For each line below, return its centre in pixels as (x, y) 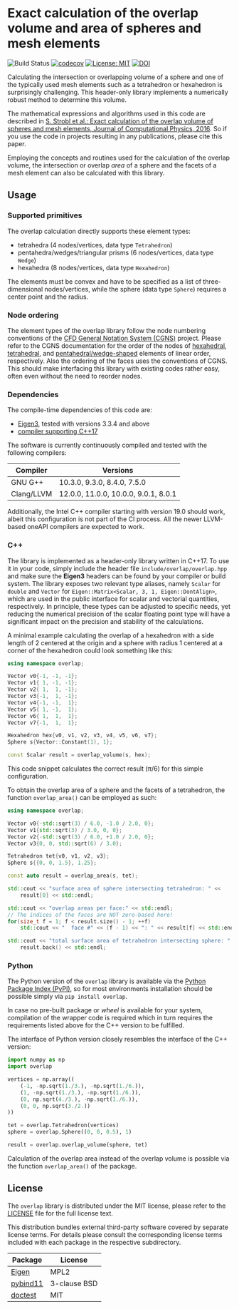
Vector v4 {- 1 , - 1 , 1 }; (43, 703)
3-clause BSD (74, 1283)
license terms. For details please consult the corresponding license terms (115, 1234)
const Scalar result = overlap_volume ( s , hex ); (79, 755)
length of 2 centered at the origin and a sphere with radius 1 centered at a (115, 642)
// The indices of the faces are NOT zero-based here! (90, 915)
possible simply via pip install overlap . (68, 997)
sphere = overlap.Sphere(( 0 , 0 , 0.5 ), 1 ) (70, 1132)
